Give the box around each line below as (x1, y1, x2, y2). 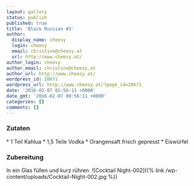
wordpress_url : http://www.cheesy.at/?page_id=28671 (6, 82, 142, 88)
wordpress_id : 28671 (6, 76, 59, 82)
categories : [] (6, 98, 45, 104)
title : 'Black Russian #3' (6, 25, 74, 32)
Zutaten (6, 124, 30, 133)
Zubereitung (6, 153, 44, 161)
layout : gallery (6, 8, 47, 15)
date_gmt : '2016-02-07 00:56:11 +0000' (6, 93, 107, 99)
